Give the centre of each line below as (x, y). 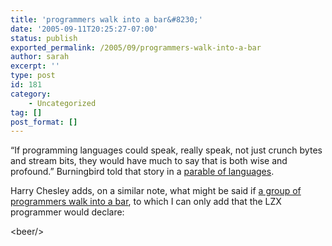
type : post (33, 76)
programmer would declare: (67, 212)
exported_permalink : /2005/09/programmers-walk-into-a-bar (136, 47)
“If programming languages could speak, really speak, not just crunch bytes (166, 150)
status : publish (44, 38)
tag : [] (26, 112)
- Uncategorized (62, 103)
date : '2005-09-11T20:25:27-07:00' (84, 29)
